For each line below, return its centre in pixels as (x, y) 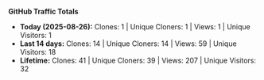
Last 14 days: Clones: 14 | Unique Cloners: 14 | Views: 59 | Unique (128, 44)
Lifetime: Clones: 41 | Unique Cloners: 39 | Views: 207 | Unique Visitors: (138, 60)
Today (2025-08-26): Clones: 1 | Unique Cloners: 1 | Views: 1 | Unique (135, 27)
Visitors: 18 (38, 52)
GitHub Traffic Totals (43, 11)
